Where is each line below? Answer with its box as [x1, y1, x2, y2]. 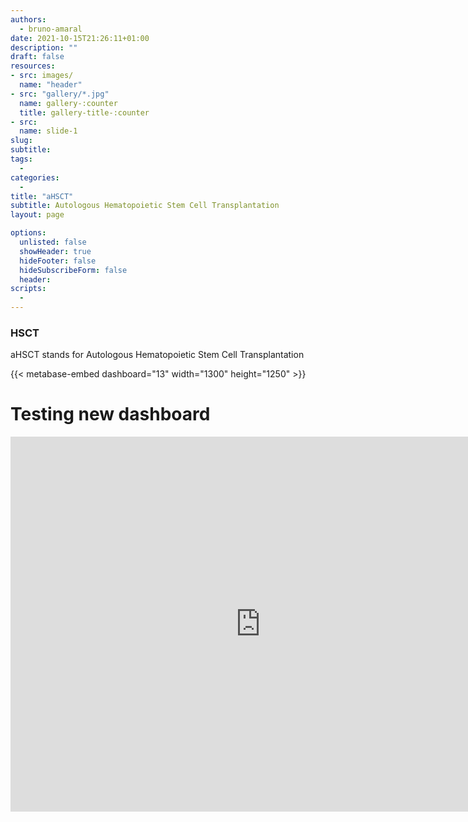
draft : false [10, 52, 65, 62]
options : [10, 228, 47, 238]
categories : [10, 172, 60, 183]
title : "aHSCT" [10, 191, 74, 201]
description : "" [10, 42, 78, 53]
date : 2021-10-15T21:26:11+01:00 [10, 33, 150, 43]
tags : [10, 154, 33, 164]
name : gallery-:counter [19, 98, 118, 108]
